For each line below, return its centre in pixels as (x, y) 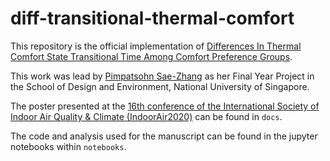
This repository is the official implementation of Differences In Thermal (156, 46)
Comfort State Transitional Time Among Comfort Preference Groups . (151, 56)
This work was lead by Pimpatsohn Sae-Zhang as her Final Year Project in (162, 76)
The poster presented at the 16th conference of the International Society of (165, 106)
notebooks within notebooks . (68, 146)
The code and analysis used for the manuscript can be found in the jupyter (164, 136)
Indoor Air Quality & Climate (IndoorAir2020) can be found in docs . (146, 116)
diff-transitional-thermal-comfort (152, 18)
